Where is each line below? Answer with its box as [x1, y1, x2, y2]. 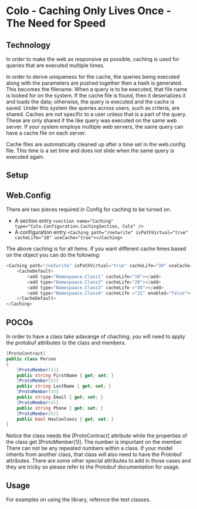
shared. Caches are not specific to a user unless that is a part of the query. [6, 110, 187, 118]
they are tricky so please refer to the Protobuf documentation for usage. [6, 463, 180, 471]
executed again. [6, 153, 45, 160]
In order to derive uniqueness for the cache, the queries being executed [6, 73, 180, 80]
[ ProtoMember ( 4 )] [16, 400, 59, 406]
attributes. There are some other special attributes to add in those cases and [6, 457, 191, 464]
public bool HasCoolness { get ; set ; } [16, 416, 114, 422]
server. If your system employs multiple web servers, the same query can [6, 123, 184, 130]
